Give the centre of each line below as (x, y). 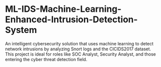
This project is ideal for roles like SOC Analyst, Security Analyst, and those (80, 54)
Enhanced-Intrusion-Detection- (71, 19)
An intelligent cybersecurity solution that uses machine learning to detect (79, 43)
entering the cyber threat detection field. (46, 59)
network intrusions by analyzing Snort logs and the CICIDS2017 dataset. (78, 49)
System (21, 30)
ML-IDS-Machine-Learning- (63, 9)
